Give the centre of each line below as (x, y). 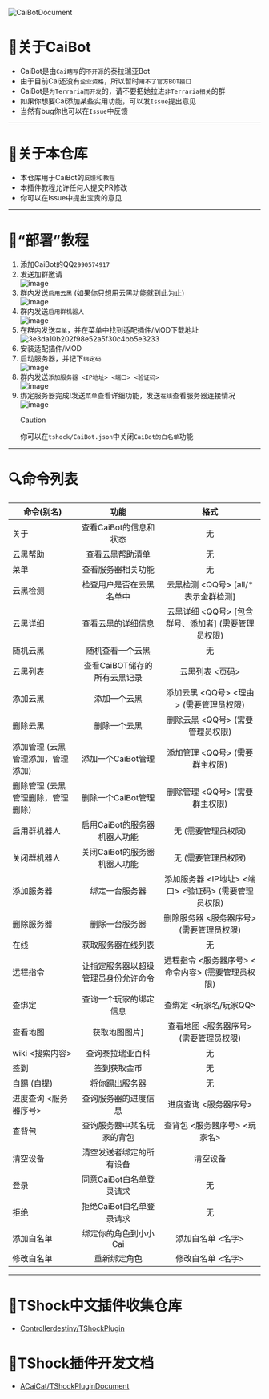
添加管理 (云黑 (39, 747)
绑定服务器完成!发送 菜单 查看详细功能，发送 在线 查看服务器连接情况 (128, 395)
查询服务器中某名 (114, 1125)
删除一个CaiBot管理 (118, 797)
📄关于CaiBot (50, 47)
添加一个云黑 (118, 699)
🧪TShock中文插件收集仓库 (95, 1305)
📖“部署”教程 (49, 241)
